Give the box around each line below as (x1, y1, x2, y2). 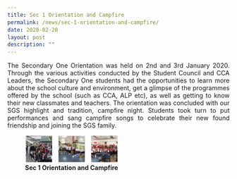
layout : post (7, 34, 46, 41)
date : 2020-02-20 (7, 26, 59, 33)
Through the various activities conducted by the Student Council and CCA (7, 69, 230, 78)
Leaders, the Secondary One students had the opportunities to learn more (7, 76, 230, 85)
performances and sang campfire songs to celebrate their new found (7, 113, 230, 123)
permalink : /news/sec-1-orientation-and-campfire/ (7, 18, 159, 26)
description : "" (7, 41, 55, 49)
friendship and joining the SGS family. (7, 121, 117, 130)
